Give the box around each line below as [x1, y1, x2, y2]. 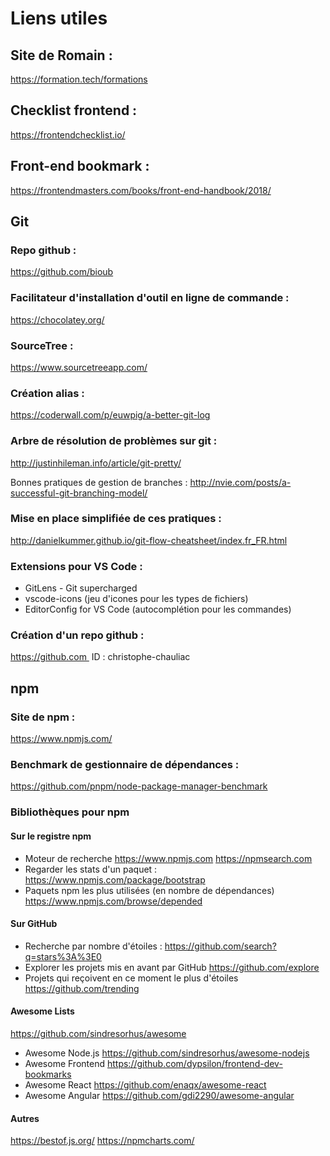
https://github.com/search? [164, 940, 277, 952]
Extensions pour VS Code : [10, 559, 143, 573]
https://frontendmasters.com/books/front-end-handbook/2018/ [10, 184, 272, 196]
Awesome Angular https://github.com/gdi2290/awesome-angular [24, 1089, 295, 1101]
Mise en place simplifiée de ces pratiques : [10, 512, 222, 526]
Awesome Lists [10, 1005, 75, 1017]
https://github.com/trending [24, 982, 140, 994]
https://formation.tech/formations [10, 73, 148, 85]
